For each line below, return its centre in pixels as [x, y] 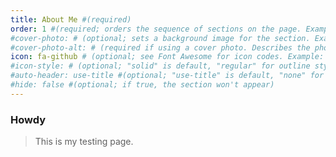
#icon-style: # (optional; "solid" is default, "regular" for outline [160, 66]
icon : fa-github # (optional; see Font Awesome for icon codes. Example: [167, 57]
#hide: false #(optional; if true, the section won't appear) [142, 85]
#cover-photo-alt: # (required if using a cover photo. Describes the [160, 47]
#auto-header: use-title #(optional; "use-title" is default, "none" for [167, 76]
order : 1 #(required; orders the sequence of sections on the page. [156, 29]
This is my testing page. [84, 142]
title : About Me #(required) [71, 19]
